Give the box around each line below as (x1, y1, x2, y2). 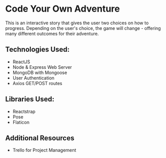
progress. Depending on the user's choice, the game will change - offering (5, 25, 161, 31)
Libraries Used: (5, 95, 55, 104)
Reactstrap (12, 108, 35, 114)
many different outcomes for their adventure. (5, 30, 99, 36)
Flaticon (12, 119, 29, 125)
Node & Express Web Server (12, 64, 72, 70)
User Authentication (12, 74, 55, 81)
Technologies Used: (5, 45, 70, 54)
